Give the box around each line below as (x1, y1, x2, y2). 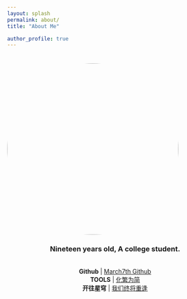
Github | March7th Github (78, 267, 152, 275)
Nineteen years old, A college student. (50, 244, 180, 254)
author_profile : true (7, 35, 69, 42)
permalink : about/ (7, 16, 60, 23)
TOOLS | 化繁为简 (90, 275, 140, 283)
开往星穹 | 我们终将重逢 (82, 284, 149, 292)
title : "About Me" (7, 23, 60, 29)
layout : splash (7, 10, 51, 17)
